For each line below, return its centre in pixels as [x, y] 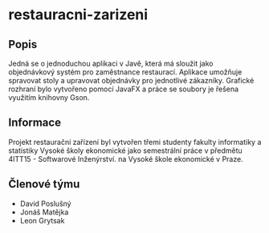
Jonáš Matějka [44, 212]
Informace [35, 123]
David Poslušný [45, 203]
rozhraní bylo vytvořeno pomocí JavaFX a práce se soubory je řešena [124, 89]
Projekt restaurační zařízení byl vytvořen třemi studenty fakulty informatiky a [135, 142]
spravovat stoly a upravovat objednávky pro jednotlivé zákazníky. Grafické [131, 80]
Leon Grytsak [42, 220]
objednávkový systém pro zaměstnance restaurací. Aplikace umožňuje [125, 72]
